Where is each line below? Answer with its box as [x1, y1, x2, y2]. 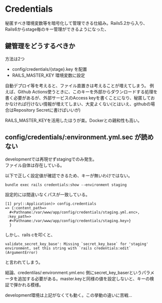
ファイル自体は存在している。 [5, 162, 65, 168]
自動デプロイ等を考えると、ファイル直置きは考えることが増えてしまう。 [5, 82, 149, 88]
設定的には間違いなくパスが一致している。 [5, 191, 90, 197]
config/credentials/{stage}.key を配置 [12, 66, 87, 72]
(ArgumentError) [5, 250, 38, 255]
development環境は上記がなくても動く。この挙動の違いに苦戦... [5, 292, 132, 298]
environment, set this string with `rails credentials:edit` [5, 245, 131, 251]
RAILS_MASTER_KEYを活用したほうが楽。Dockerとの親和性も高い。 [5, 117, 142, 123]
